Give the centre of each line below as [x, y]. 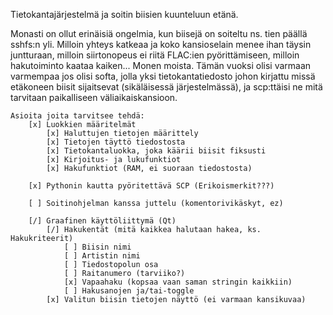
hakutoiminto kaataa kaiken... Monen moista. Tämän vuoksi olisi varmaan [161, 65]
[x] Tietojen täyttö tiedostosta [116, 142]
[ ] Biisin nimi [97, 247]
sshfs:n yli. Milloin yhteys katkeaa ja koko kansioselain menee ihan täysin [161, 44]
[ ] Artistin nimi [102, 256]
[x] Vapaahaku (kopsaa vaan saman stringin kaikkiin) [178, 282]
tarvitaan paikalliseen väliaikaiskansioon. [94, 97]
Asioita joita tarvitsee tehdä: [77, 116]
